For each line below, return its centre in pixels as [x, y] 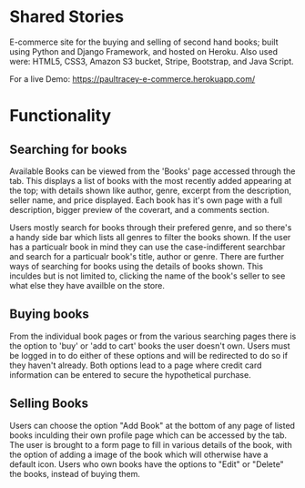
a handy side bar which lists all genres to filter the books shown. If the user [150, 237]
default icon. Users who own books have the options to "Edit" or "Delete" [147, 464]
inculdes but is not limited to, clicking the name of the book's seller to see [147, 276]
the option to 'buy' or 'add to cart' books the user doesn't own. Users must [150, 346]
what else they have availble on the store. [87, 285]
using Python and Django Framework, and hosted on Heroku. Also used [143, 51]
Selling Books [49, 404]
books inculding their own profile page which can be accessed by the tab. [148, 435]
